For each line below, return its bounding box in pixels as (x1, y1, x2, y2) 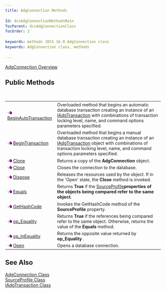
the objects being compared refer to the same (57, 189, 154, 195)
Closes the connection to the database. (57, 164, 137, 170)
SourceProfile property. (57, 206, 106, 212)
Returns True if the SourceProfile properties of (57, 184, 152, 190)
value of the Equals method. (57, 223, 115, 230)
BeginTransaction (13, 140, 48, 146)
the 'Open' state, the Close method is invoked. (57, 177, 152, 183)
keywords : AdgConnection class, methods (5, 45, 90, 49)
